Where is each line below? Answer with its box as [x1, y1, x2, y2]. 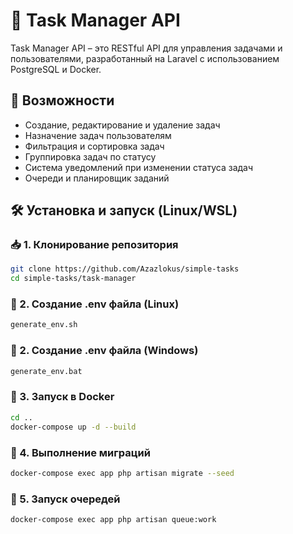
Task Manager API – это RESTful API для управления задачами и [10, 42, 283, 54]
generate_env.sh [10, 320, 78, 330]
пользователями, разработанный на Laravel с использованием [10, 52, 280, 64]
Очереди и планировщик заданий [24, 172, 170, 184]
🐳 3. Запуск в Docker [10, 390, 115, 404]
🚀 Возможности [10, 92, 115, 109]
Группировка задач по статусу [24, 150, 157, 163]
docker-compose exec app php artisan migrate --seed [10, 468, 235, 478]
